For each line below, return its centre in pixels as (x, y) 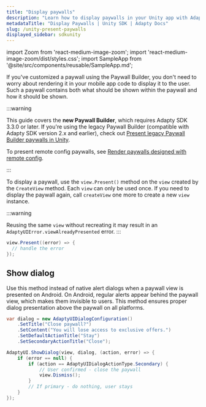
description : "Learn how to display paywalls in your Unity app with (97, 18)
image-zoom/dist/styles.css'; (43, 59)
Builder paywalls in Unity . (38, 140)
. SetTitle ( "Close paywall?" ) (55, 324)
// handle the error (38, 248)
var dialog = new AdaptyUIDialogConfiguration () (70, 319)
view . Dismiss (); (60, 375)
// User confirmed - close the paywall (90, 370)
